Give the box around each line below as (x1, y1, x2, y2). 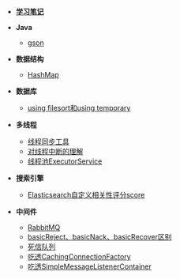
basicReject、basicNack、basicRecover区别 (27, 232, 172, 241)
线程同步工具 (27, 137, 69, 146)
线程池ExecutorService (27, 156, 103, 166)
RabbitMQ (27, 223, 61, 232)
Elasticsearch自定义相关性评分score (27, 190, 145, 199)
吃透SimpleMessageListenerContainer (27, 262, 152, 271)
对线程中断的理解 (27, 147, 84, 156)
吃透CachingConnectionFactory (27, 252, 132, 261)
